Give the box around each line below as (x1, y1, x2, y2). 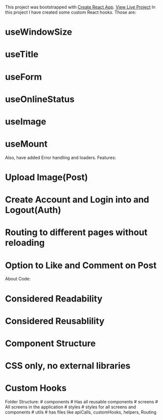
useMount (5, 139, 48, 150)
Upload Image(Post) (5, 172, 88, 183)
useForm (5, 71, 42, 82)
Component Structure (5, 338, 96, 349)
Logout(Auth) (5, 205, 61, 216)
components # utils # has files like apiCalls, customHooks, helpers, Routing (5, 409, 157, 415)
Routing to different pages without (5, 227, 148, 238)
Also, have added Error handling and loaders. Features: (5, 154, 116, 161)
